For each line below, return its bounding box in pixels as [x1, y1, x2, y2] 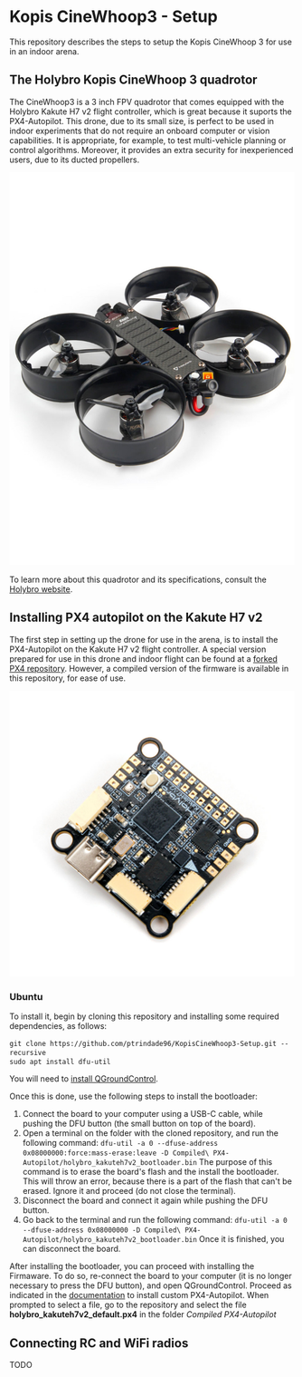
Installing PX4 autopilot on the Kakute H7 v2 [9, 610, 263, 625]
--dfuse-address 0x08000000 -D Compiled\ [22, 1226, 181, 1235]
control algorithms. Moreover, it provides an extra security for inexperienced [9, 144, 294, 155]
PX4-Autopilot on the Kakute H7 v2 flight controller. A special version [9, 644, 267, 655]
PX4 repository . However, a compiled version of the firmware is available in [9, 663, 289, 674]
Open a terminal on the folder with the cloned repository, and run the [22, 1128, 278, 1139]
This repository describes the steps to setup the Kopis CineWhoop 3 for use [9, 36, 292, 47]
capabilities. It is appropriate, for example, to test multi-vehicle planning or [9, 134, 287, 146]
